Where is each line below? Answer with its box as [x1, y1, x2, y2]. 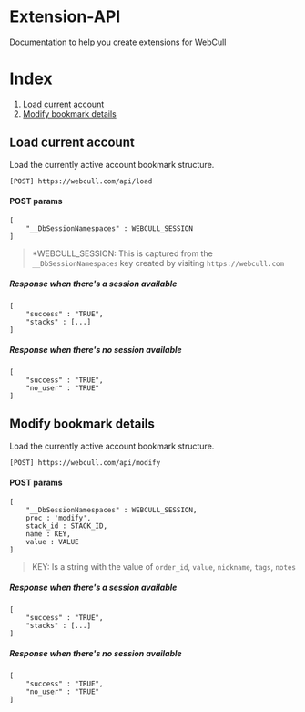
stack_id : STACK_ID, [25, 521, 107, 531]
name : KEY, [25, 529, 71, 539]
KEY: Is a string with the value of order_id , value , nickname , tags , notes [31, 561, 296, 572]
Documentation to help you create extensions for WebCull [9, 36, 227, 47]
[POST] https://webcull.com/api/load [9, 176, 153, 186]
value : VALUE [25, 537, 79, 546]
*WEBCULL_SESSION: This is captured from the [31, 248, 214, 259]
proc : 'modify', [25, 513, 92, 522]
